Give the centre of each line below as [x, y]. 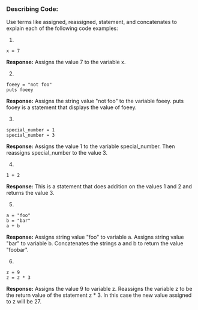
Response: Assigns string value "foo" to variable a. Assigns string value [95, 237]
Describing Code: [32, 9]
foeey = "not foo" [29, 85]
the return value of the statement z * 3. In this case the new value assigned [99, 295]
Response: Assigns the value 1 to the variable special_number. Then [91, 146]
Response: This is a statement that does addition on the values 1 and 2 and [99, 186]
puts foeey [20, 90]
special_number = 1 [31, 130]
